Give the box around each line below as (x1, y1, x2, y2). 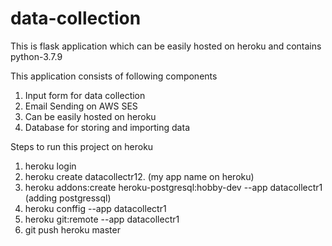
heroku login (24, 160, 77, 172)
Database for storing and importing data (24, 121, 190, 133)
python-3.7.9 (10, 50, 63, 62)
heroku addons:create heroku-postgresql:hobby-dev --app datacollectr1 (24, 181, 323, 193)
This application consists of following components (10, 70, 218, 82)
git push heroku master (24, 223, 121, 236)
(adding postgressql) (24, 192, 112, 204)
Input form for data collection (24, 89, 146, 101)
